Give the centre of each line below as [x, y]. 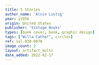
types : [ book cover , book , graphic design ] [50, 32]
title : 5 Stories [23, 10]
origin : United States [28, 23]
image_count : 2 [20, 46]
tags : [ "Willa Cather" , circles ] [39, 37]
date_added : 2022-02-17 [29, 55]
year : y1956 [17, 19]
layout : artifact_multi [29, 50]
